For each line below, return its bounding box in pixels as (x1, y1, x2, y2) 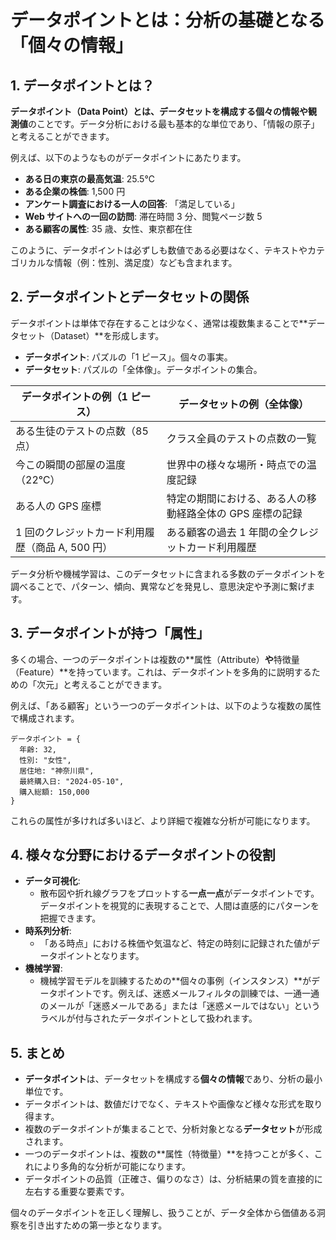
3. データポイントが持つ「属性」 (10, 625, 210, 642)
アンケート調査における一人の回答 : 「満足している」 (24, 198, 240, 210)
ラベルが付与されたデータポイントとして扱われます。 (39, 1012, 258, 1025)
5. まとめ (10, 1044, 65, 1061)
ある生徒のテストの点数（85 (15, 424, 149, 438)
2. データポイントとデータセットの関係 (10, 289, 250, 306)
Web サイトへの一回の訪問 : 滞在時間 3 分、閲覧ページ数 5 (24, 211, 263, 222)
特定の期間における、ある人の (166, 491, 307, 505)
